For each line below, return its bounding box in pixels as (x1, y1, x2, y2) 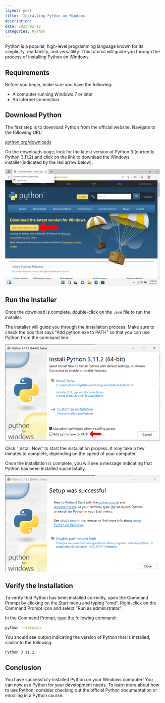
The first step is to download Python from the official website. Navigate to (5, 124, 156, 130)
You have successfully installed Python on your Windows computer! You (5, 677, 153, 683)
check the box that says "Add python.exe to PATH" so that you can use (5, 329, 150, 335)
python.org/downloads (5, 139, 52, 145)
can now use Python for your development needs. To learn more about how (5, 682, 160, 688)
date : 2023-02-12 (5, 24, 41, 29)
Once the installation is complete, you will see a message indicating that (5, 461, 152, 467)
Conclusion (5, 664, 42, 672)
